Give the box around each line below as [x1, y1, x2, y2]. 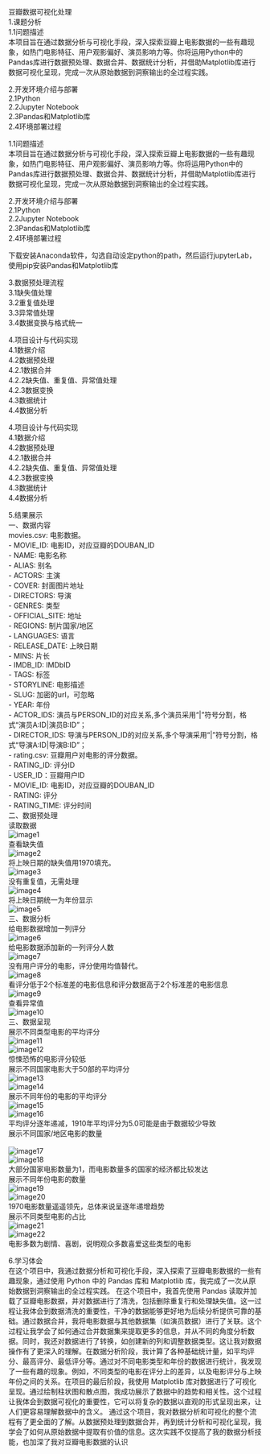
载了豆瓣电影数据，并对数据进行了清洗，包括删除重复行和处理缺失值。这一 [8, 1296, 255, 1306]
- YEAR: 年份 [8, 700, 51, 709]
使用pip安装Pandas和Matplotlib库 [8, 261, 119, 270]
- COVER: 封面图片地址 [8, 580, 84, 590]
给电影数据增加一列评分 [8, 924, 86, 933]
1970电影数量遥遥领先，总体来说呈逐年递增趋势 [8, 1202, 165, 1211]
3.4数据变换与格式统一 [8, 318, 83, 328]
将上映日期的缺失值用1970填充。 [8, 858, 116, 867]
